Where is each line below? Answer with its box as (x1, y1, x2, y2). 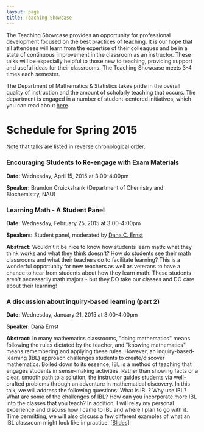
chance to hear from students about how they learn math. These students (6, 269, 192, 276)
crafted (6, 380, 25, 387)
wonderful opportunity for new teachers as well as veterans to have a (6, 263, 181, 270)
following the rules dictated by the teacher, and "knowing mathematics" (6, 341, 186, 348)
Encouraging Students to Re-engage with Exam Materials (6, 158, 180, 167)
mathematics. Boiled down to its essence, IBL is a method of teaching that (6, 361, 192, 368)
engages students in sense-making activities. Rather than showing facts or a (6, 367, 199, 375)
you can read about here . (6, 101, 70, 109)
